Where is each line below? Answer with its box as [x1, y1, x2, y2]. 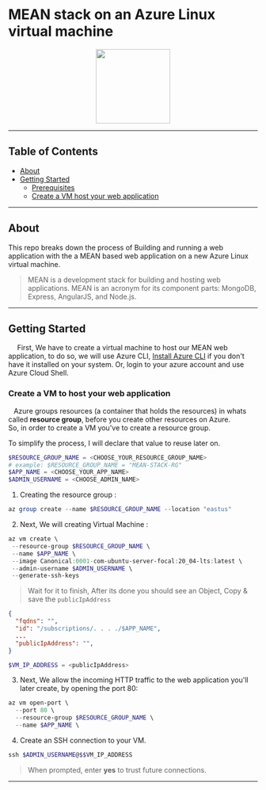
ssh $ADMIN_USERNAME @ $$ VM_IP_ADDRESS [8, 750, 133, 758]
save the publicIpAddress [27, 594, 111, 604]
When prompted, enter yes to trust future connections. [27, 765, 207, 774]
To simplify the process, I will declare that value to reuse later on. [8, 438, 221, 448]
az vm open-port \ [8, 699, 69, 707]
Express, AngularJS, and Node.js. [27, 292, 137, 301]
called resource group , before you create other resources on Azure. [8, 414, 231, 424]
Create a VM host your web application [31, 191, 159, 200]
